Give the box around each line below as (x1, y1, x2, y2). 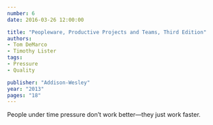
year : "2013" (7, 85, 45, 92)
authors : (7, 35, 32, 42)
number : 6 (7, 10, 36, 17)
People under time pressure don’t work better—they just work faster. (7, 111, 201, 119)
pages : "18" (7, 92, 41, 99)
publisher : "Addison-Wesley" (7, 79, 90, 86)
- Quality (7, 66, 36, 74)
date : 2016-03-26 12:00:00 (7, 16, 84, 23)
